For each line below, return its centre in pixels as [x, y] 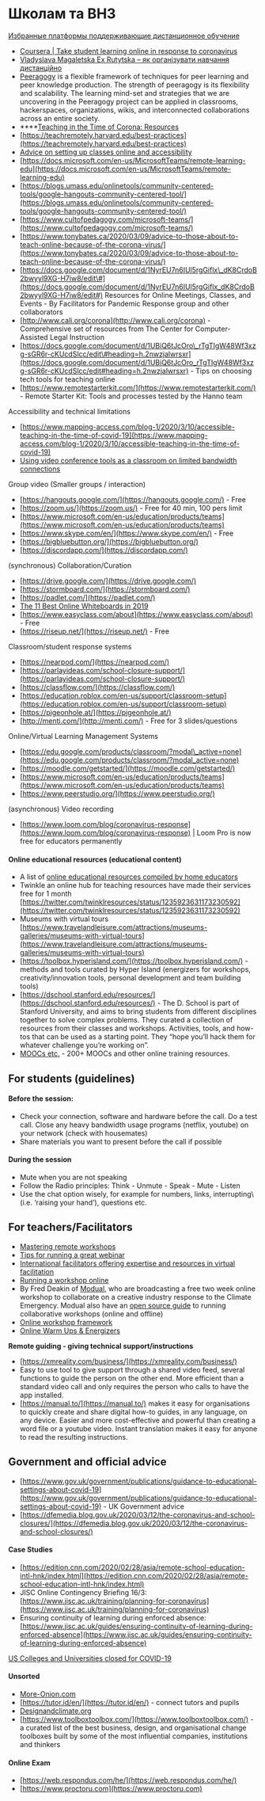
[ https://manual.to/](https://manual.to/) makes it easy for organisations [135, 1403]
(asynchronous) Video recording [61, 809]
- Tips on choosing [221, 371]
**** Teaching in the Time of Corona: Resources [99, 127]
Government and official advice [87, 1462]
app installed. [42, 1395]
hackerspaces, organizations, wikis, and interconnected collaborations [134, 110]
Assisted [34, 337]
